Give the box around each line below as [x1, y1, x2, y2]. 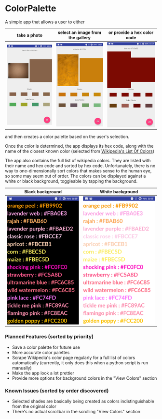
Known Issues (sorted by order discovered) [5, 387, 109, 394]
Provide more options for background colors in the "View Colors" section [12, 375, 157, 381]
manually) [12, 365, 32, 371]
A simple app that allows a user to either [5, 19, 85, 25]
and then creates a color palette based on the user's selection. [5, 134, 130, 140]
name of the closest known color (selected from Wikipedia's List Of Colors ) [5, 148, 155, 154]
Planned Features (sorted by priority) [5, 333, 94, 340]
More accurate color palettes [12, 349, 70, 355]
